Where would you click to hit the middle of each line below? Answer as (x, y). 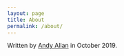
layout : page (26, 13)
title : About (26, 20)
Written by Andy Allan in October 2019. (62, 46)
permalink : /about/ (35, 26)
